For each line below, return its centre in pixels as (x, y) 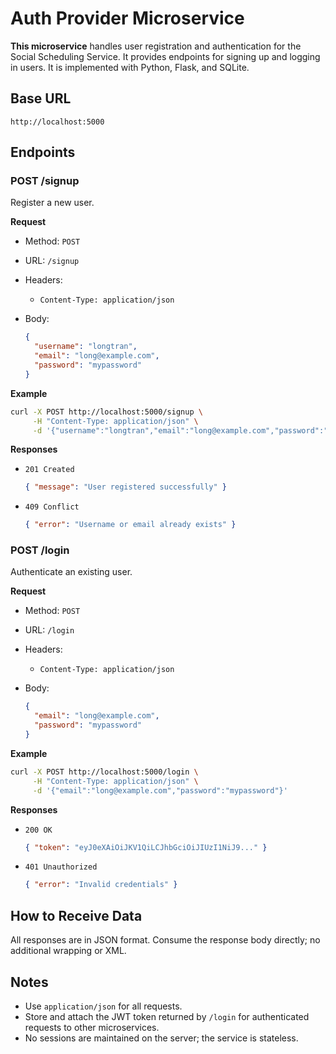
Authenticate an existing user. (71, 572)
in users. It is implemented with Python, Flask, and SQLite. (130, 67)
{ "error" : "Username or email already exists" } (130, 525)
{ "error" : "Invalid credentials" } (101, 885)
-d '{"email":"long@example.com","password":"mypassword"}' (160, 790)
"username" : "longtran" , (86, 347)
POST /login (40, 550)
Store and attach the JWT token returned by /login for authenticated (167, 1016)
